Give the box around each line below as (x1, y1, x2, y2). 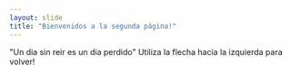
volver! (9, 56, 35, 67)
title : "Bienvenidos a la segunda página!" (9, 22, 177, 31)
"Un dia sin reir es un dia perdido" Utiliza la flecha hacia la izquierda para (9, 46, 284, 57)
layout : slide (9, 13, 64, 23)
